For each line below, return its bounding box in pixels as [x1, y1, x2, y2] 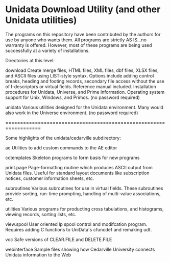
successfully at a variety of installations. [5, 47, 90, 54]
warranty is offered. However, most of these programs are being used [5, 42, 152, 48]
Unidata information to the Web [5, 251, 71, 258]
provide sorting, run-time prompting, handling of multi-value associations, [5, 190, 161, 197]
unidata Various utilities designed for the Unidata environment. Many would [5, 104, 163, 110]
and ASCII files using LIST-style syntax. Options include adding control [5, 72, 154, 78]
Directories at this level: [5, 57, 55, 63]
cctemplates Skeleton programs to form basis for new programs [5, 154, 140, 161]
